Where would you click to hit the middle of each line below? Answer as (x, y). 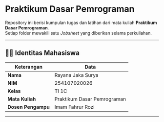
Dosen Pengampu (29, 107)
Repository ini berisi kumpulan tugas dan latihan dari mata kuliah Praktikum (81, 23)
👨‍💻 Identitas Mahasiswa (42, 53)
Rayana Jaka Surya (76, 75)
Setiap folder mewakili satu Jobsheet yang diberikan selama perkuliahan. (79, 33)
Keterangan (29, 67)
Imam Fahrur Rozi (74, 107)
